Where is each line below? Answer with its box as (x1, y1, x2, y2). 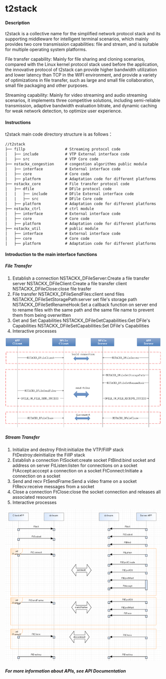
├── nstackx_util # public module (5, 226, 99, 231)
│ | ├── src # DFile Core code (5, 196, 103, 201)
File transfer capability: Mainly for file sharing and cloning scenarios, (5, 56, 145, 62)
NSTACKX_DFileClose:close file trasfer (12, 286, 92, 292)
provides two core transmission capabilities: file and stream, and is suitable (5, 41, 159, 47)
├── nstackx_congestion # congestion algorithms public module (5, 161, 148, 166)
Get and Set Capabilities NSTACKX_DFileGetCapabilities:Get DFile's (12, 317, 150, 323)
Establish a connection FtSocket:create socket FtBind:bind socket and (12, 457, 156, 463)
